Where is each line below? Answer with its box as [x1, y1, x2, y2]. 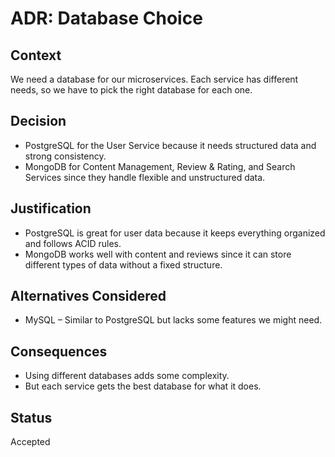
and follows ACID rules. [24, 237, 122, 249]
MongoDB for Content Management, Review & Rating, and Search [24, 160, 296, 172]
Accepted [10, 436, 51, 448]
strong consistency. [24, 150, 107, 162]
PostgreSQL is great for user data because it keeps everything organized [24, 227, 326, 239]
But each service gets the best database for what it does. [24, 380, 262, 392]
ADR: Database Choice [10, 7, 203, 30]
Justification [10, 200, 92, 217]
